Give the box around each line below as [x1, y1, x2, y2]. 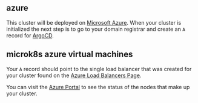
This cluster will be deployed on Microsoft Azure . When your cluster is [6, 19, 182, 26]
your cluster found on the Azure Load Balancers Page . [6, 72, 142, 79]
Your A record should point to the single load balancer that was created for [6, 65, 192, 72]
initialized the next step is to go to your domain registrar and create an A [6, 25, 186, 33]
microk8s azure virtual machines [6, 49, 133, 60]
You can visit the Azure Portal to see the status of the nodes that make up [6, 83, 190, 90]
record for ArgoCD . [6, 31, 54, 39]
